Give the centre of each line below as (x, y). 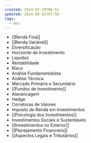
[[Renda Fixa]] (26, 37)
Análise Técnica (27, 79)
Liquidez (20, 58)
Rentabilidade (25, 63)
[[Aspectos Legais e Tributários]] (45, 136)
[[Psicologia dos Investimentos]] (44, 115)
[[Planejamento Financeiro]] (39, 130)
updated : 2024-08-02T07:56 (32, 14)
